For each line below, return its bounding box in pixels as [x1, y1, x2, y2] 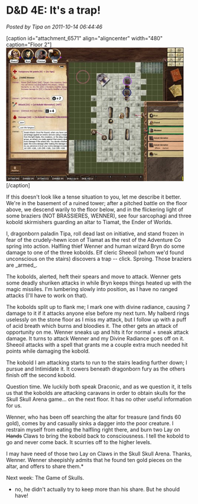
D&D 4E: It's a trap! [6, 4, 101, 17]
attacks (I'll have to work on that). [6, 292, 87, 299]
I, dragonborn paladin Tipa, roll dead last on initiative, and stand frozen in [6, 229, 184, 237]
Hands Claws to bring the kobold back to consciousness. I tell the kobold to [6, 432, 190, 439]
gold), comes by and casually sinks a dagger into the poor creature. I [6, 419, 174, 427]
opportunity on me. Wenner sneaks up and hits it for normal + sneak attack [6, 328, 189, 336]
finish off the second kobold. [6, 371, 76, 378]
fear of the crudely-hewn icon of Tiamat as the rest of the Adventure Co [6, 236, 181, 243]
